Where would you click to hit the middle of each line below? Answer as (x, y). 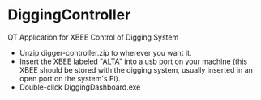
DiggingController (69, 15)
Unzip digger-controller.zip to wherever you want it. (105, 52)
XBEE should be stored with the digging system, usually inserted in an (136, 69)
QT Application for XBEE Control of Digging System (93, 37)
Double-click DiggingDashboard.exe (80, 87)
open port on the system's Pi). (70, 78)
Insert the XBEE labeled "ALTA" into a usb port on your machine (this (133, 61)
